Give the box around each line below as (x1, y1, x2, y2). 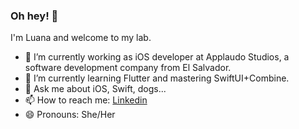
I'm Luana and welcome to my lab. (10, 32, 152, 44)
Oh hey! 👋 (10, 9, 59, 23)
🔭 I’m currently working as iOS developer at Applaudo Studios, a (24, 51, 290, 63)
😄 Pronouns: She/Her (24, 109, 116, 121)
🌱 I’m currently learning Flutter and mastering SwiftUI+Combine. (24, 72, 290, 84)
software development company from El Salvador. (24, 62, 232, 74)
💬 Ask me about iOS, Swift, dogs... (24, 83, 167, 95)
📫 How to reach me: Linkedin (24, 94, 148, 106)
